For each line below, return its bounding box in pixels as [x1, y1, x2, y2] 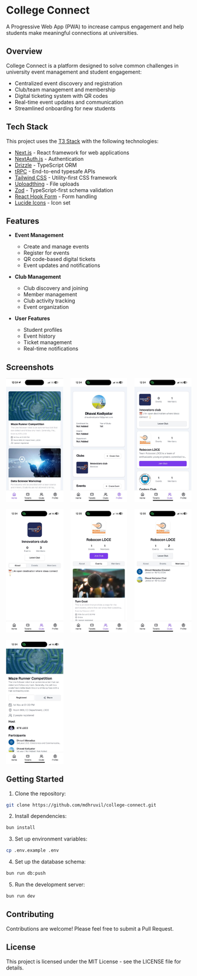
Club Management [14, 273, 61, 281]
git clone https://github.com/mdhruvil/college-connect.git [6, 802, 157, 808]
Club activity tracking [23, 297, 75, 304]
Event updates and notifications [23, 262, 101, 269]
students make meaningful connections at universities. [6, 29, 139, 36]
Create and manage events [23, 243, 89, 250]
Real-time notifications [23, 345, 78, 352]
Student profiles [23, 327, 63, 334]
